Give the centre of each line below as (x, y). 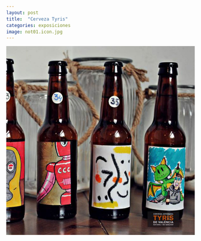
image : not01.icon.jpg (34, 32)
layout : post (22, 13)
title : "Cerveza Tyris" (37, 19)
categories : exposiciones (38, 25)
